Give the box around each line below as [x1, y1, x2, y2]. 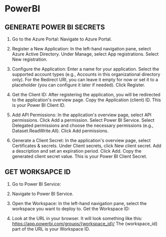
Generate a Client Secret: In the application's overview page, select [11, 138, 151, 143]
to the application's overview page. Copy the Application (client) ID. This [11, 97, 161, 103]
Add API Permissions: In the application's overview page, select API [11, 112, 152, 118]
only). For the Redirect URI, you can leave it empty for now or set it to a [11, 77, 158, 82]
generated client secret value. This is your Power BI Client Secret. [11, 153, 147, 159]
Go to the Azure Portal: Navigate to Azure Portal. [11, 36, 112, 42]
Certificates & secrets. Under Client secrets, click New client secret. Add [11, 143, 161, 149]
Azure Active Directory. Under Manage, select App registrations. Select [11, 51, 159, 57]
